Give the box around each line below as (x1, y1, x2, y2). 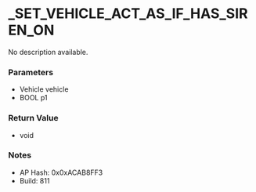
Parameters (8, 67, 53, 78)
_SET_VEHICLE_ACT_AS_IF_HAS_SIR (8, 5, 248, 23)
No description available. (8, 47, 88, 56)
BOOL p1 (19, 93, 49, 103)
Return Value (8, 113, 59, 124)
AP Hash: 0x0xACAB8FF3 (19, 168, 103, 177)
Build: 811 (19, 176, 50, 185)
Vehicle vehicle (19, 85, 69, 94)
